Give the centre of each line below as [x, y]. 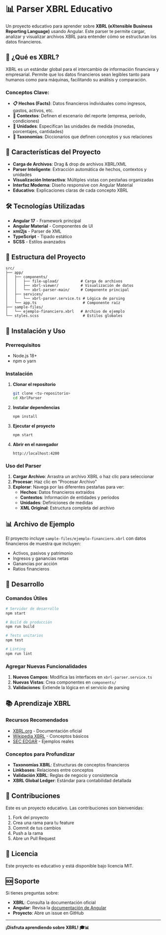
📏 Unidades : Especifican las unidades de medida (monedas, [74, 126]
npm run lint [19, 654]
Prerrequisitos [23, 345]
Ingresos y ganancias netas [41, 558]
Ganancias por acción [35, 564]
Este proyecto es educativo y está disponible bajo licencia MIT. [69, 866]
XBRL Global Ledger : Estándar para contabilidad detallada [72, 781]
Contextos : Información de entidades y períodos [70, 497]
